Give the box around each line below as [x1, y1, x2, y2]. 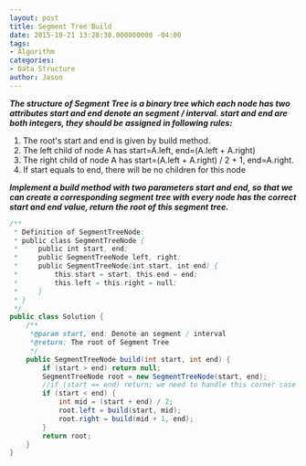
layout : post [9, 13, 59, 23]
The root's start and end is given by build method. [22, 134, 211, 146]
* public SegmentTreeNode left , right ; [13, 253, 182, 262]
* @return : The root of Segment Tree [29, 338, 170, 347]
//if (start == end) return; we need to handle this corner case [42, 380, 297, 389]
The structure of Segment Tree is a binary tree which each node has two [9, 98, 290, 109]
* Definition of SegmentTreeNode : [13, 228, 145, 237]
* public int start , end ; [13, 244, 129, 254]
